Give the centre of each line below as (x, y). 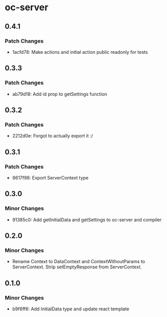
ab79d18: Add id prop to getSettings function (60, 94)
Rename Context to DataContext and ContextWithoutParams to (79, 262)
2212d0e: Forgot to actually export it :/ (53, 136)
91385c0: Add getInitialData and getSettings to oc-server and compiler (87, 220)
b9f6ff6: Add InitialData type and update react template (71, 309)
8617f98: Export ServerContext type (50, 177)
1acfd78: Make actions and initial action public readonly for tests (80, 52)
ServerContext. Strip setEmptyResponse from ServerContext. (77, 267)
